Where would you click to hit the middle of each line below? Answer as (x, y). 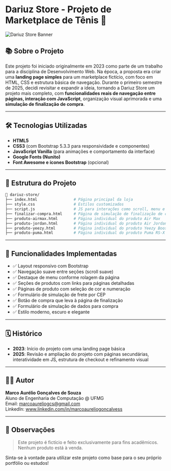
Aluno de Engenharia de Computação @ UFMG (55, 398)
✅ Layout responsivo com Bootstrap (51, 266)
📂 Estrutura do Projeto (41, 183)
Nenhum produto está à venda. (50, 447)
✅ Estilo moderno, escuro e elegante (51, 312)
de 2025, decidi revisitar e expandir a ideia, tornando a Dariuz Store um (80, 87)
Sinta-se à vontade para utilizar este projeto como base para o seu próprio (83, 457)
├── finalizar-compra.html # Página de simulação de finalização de (84, 214)
